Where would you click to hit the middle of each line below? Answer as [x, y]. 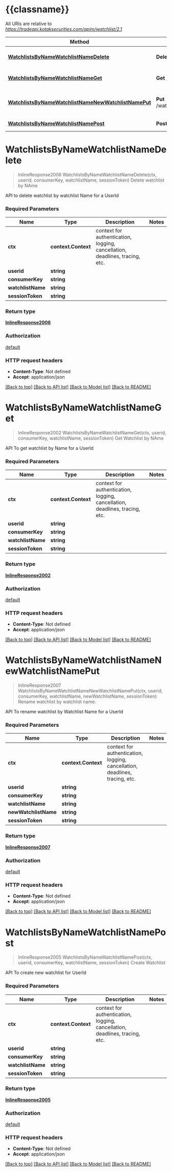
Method [80, 42]
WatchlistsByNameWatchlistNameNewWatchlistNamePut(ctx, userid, [90, 691]
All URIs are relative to [29, 24]
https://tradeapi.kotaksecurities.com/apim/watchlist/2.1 [64, 29]
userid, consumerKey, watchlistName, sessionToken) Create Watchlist [91, 963]
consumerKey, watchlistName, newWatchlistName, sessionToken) [87, 697]
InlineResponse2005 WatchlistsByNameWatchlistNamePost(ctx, [85, 957]
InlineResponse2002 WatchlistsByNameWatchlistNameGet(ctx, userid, [92, 433]
